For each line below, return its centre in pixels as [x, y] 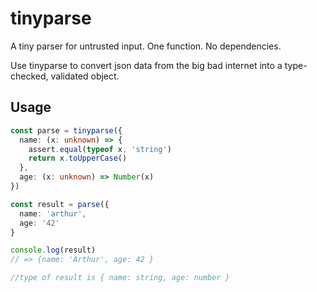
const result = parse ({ [60, 204]
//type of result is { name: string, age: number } [120, 278]
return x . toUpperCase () [78, 158]
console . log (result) [53, 250]
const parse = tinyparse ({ [66, 130]
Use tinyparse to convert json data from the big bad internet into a [146, 65]
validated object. [85, 76]
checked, [29, 76]
